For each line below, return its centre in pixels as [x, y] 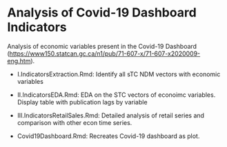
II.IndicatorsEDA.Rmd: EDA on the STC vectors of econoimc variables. [116, 95]
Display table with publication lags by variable [82, 102]
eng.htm [19, 60]
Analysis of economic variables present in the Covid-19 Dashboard [102, 46]
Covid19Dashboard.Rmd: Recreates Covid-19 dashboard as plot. [108, 136]
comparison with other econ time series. [75, 122]
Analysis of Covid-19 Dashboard [102, 13]
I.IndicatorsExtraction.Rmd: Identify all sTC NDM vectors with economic [119, 74]
